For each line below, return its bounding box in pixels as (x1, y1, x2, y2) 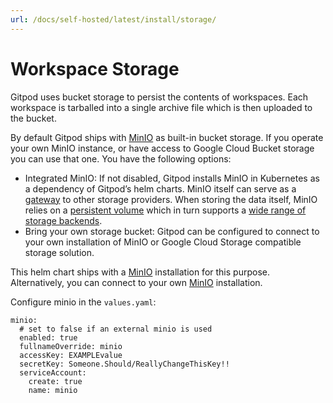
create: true (28, 376, 83, 386)
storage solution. (24, 246, 95, 258)
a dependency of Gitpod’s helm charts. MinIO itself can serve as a (24, 182, 297, 195)
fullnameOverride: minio (19, 341, 123, 351)
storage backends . (24, 214, 103, 226)
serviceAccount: (19, 367, 87, 378)
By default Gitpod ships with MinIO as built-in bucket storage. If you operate (10, 131, 324, 143)
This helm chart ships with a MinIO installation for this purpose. (10, 266, 270, 278)
